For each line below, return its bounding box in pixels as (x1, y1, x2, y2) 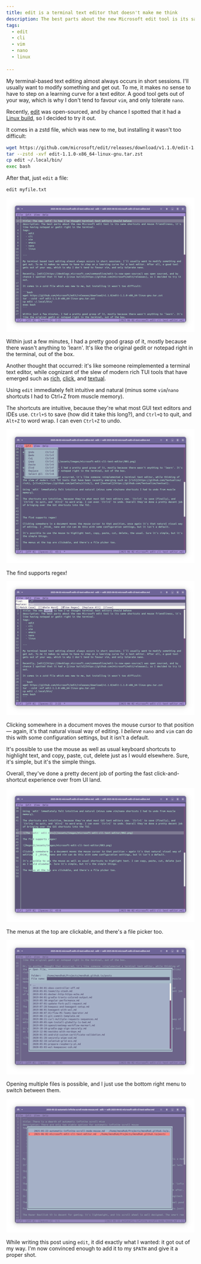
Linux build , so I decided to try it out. (6, 114, 97, 121)
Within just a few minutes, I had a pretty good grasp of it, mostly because (6, 338, 187, 345)
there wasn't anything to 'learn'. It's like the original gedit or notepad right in (6, 344, 193, 351)
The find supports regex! (6, 569, 68, 576)
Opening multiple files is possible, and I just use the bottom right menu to (6, 1080, 187, 1087)
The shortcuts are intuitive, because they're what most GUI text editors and (6, 405, 191, 412)
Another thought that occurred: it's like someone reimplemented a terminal (6, 362, 190, 369)
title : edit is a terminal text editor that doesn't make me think (6, 10, 178, 16)
